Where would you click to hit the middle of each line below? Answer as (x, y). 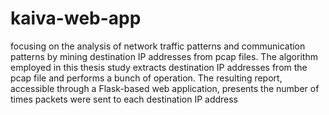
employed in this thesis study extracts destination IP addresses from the (159, 67)
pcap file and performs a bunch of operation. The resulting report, (146, 78)
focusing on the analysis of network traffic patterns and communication (158, 46)
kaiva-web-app (76, 18)
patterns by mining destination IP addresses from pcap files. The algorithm (164, 56)
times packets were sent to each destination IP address (124, 99)
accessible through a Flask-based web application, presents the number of (165, 88)
